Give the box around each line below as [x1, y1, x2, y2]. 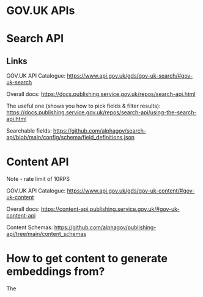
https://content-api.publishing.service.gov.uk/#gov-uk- [40, 205, 180, 213]
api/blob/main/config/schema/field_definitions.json [6, 134, 135, 141]
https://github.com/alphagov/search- [53, 127, 147, 134]
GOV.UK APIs [6, 4, 75, 18]
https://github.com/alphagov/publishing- [54, 224, 157, 231]
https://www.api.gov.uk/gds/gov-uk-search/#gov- [67, 72, 193, 79]
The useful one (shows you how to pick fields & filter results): [6, 102, 161, 110]
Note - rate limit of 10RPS [6, 175, 70, 183]
